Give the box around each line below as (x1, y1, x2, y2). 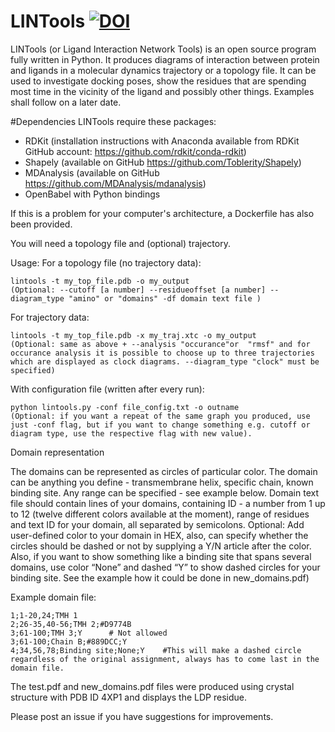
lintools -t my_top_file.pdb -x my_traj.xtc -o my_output (10, 330, 257, 340)
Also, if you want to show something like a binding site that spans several (10, 550, 312, 562)
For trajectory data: (10, 311, 90, 323)
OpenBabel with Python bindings (24, 188, 161, 200)
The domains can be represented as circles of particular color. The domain (10, 465, 318, 477)
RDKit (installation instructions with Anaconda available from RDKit (24, 135, 300, 147)
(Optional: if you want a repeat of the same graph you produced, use (10, 411, 311, 421)
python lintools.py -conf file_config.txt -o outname (10, 402, 240, 412)
